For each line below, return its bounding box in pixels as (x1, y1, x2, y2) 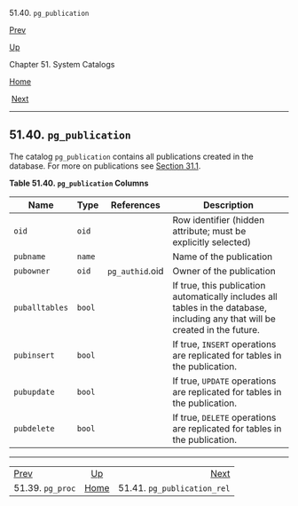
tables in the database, (172, 301, 268, 313)
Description (202, 199, 255, 211)
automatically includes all (172, 290, 278, 303)
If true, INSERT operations (172, 337, 277, 350)
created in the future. (172, 323, 260, 336)
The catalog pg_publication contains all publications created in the (9, 151, 255, 162)
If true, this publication (172, 279, 266, 291)
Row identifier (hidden (172, 213, 265, 225)
